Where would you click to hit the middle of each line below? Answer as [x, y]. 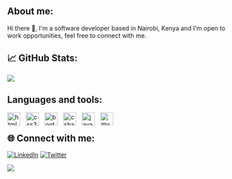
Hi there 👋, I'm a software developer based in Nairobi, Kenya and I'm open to [116, 28]
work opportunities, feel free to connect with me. [77, 35]
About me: [30, 11]
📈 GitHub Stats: [43, 58]
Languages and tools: [55, 100]
